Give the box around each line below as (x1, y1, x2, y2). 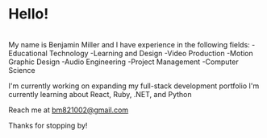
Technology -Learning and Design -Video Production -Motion (49, 48, 254, 58)
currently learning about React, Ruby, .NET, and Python (8, 89, 192, 99)
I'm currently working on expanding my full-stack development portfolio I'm (8, 81, 260, 91)
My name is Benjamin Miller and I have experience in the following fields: (8, 39, 250, 49)
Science (8, 65, 35, 75)
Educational (8, 48, 48, 58)
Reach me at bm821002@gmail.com (8, 105, 129, 115)
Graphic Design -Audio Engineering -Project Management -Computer (8, 57, 240, 67)
